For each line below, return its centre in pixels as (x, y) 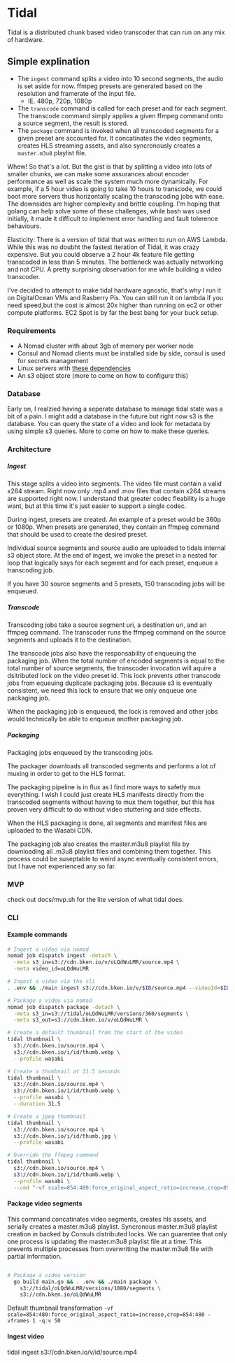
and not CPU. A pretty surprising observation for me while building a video (114, 269)
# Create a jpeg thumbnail (47, 1116)
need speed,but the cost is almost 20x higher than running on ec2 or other (115, 305)
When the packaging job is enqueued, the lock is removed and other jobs (113, 712)
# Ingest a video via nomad (48, 949)
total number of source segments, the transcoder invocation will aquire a (112, 668)
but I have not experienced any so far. (62, 866)
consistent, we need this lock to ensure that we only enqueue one (102, 691)
